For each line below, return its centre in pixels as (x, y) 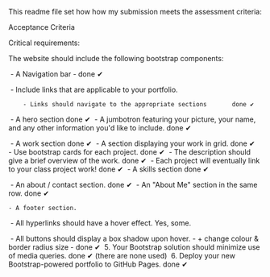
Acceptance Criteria (42, 27)
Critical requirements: (44, 43)
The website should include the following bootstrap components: (116, 58)
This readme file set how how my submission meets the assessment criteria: (135, 12)
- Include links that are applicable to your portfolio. (94, 89)
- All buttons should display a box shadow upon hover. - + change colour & (135, 238)
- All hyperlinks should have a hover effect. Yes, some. (101, 223)
